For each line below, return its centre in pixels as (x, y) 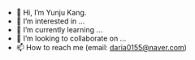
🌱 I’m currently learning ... (59, 30)
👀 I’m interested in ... (50, 21)
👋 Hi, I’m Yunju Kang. (51, 13)
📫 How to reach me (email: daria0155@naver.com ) (101, 47)
